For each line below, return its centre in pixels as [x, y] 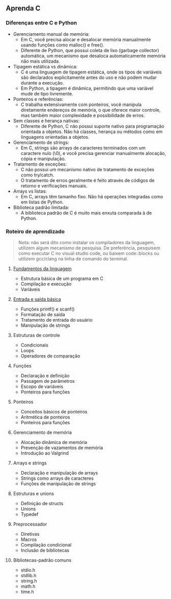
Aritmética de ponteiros [45, 417]
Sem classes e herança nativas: [46, 121]
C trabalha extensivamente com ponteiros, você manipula [81, 105]
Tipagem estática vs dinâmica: [45, 66]
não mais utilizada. [40, 61]
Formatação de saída [43, 314]
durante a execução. [42, 83]
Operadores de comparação [50, 356]
